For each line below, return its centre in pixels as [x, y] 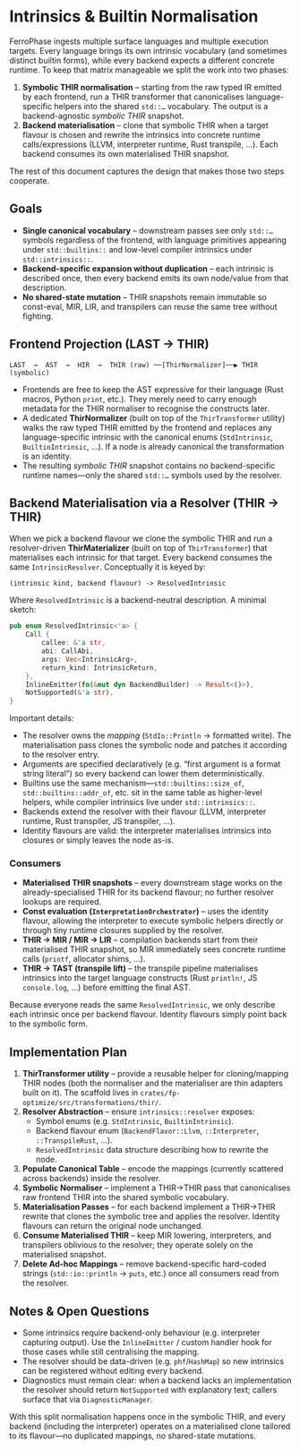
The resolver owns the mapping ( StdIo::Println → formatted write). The [157, 735]
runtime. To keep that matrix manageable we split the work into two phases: [149, 70]
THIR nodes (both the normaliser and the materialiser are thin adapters [153, 1083]
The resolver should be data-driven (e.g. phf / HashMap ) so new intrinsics [153, 1361]
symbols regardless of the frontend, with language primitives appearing [154, 240]
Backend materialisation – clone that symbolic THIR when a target [145, 125]
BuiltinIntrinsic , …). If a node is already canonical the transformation [153, 446]
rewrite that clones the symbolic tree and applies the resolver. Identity [151, 1216]
